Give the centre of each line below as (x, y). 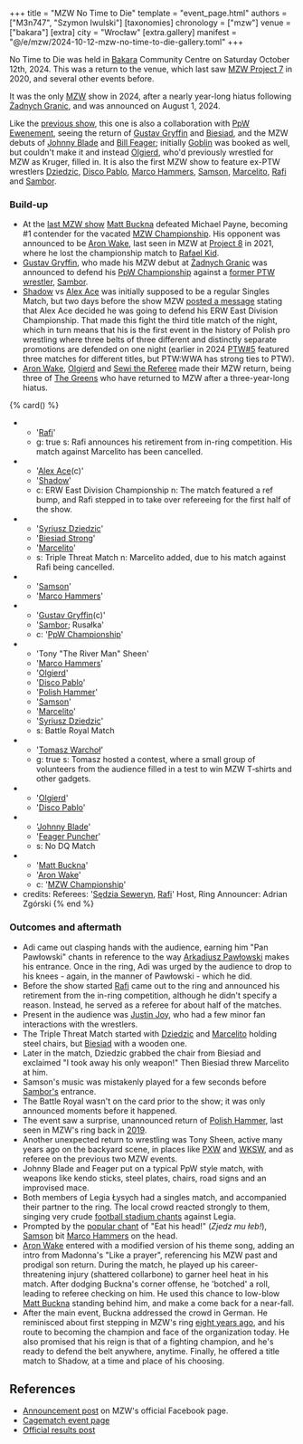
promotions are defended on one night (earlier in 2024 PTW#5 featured (156, 349)
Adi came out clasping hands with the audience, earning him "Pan (145, 947)
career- (244, 1264)
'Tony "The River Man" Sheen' (92, 654)
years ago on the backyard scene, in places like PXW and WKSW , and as (158, 1149)
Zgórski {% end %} (58, 904)
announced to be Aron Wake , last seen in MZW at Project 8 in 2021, (148, 244)
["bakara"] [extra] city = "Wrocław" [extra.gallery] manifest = (123, 32)
